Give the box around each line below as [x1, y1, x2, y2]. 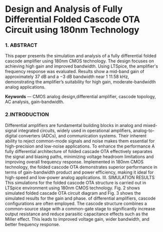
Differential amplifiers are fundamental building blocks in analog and [5, 122, 143, 128]
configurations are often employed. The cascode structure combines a [5, 200, 147, 206]
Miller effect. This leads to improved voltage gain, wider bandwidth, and [5, 216, 150, 222]
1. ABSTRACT [5, 42, 38, 49]
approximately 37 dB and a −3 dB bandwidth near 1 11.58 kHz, [5, 74, 129, 79]
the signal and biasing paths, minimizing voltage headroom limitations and [5, 154, 154, 159]
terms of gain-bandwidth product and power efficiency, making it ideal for [5, 169, 154, 175]
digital [5, 132, 18, 138]
